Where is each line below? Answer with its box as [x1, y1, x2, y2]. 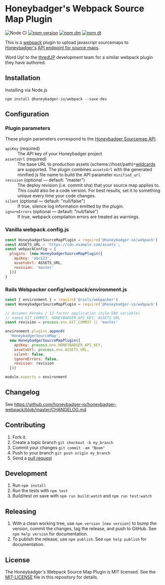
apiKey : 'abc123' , [14, 256, 52, 261]
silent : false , [14, 352, 45, 357]
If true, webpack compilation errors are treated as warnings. [17, 214, 140, 220]
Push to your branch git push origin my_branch [12, 450, 111, 455]
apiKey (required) [5, 145, 41, 151]
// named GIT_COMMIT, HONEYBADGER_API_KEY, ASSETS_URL [5, 315, 121, 320]
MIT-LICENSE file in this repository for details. [5, 574, 99, 580]
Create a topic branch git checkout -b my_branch [12, 439, 114, 445]
